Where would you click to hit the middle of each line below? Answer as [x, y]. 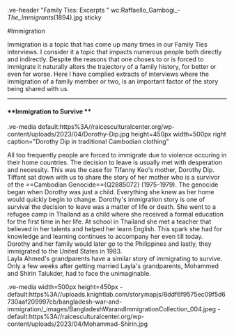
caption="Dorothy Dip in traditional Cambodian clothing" [88, 141]
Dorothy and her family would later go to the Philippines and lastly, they [109, 244]
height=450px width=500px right [179, 134]
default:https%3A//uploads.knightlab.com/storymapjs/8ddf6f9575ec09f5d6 [117, 295]
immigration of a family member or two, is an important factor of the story [113, 81]
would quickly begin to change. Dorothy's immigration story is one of [106, 200]
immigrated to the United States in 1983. [65, 251]
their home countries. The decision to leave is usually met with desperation [115, 162]
